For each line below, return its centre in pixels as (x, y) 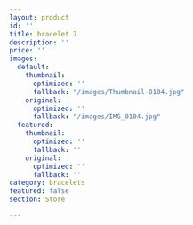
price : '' (28, 51)
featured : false (39, 191)
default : (33, 68)
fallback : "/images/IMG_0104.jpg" (97, 117)
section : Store (37, 200)
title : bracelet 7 (43, 34)
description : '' (39, 42)
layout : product (39, 17)
